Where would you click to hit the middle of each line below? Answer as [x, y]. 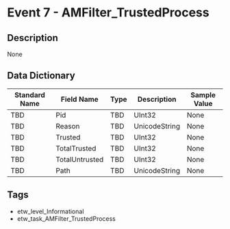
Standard [30, 95]
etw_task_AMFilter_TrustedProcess [66, 218]
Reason [68, 126]
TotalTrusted [76, 148]
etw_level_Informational [50, 211]
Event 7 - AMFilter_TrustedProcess [108, 13]
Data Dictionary [41, 76]
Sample [203, 95]
